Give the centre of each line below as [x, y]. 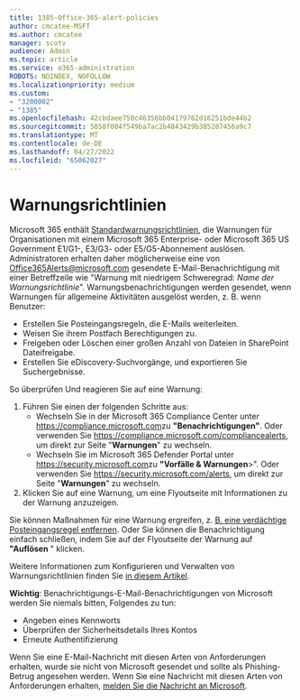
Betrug [22, 677]
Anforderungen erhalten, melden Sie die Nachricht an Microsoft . [128, 686]
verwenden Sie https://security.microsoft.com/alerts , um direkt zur [159, 474]
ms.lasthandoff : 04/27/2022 [62, 152]
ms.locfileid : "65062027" [58, 160]
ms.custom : [30, 93]
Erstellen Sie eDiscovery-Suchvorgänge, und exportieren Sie [135, 363]
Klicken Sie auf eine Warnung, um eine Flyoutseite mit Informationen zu [155, 493]
